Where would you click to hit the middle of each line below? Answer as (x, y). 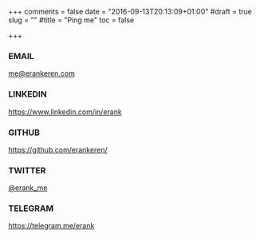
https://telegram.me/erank (51, 226)
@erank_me (28, 188)
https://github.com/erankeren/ (58, 149)
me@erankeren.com (42, 73)
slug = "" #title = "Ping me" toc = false (71, 20)
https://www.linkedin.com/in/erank (65, 112)
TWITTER (27, 170)
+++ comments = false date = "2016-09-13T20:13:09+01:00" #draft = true (130, 12)
